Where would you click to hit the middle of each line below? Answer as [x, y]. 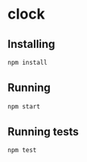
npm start [24, 106]
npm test [22, 151]
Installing [31, 44]
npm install [27, 62]
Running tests [43, 132]
